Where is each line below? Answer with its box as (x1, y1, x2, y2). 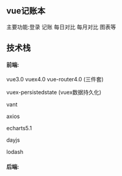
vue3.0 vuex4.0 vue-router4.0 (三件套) (6, 76, 104, 83)
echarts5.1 (6, 125, 32, 132)
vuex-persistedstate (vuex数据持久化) (6, 89, 102, 96)
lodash (6, 148, 23, 156)
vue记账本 (6, 5, 46, 16)
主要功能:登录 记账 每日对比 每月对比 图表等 (6, 23, 116, 31)
